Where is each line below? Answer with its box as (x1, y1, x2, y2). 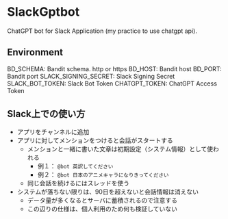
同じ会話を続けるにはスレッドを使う (27, 179, 130, 187)
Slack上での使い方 (7, 108, 86, 120)
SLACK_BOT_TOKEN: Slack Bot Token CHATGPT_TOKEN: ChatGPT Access (7, 79, 218, 88)
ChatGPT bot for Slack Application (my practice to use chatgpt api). (7, 27, 197, 35)
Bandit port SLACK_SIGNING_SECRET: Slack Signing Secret (7, 72, 175, 80)
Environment (7, 47, 64, 58)
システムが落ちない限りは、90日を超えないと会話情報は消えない (16, 188, 199, 196)
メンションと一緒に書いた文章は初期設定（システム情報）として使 (27, 144, 214, 153)
